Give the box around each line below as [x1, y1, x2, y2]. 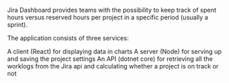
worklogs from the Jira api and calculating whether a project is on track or [7, 62, 219, 70]
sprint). [7, 21, 28, 28]
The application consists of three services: [7, 34, 129, 42]
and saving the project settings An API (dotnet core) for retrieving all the [7, 55, 213, 63]
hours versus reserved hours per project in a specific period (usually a [7, 13, 208, 21]
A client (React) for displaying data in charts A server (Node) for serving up [7, 48, 222, 55]
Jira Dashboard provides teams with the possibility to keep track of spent [7, 6, 217, 14]
